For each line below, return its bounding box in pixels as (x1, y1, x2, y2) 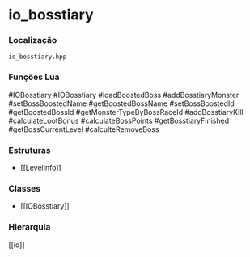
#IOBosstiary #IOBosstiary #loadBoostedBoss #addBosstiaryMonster (8, 90, 239, 99)
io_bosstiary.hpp (8, 53, 67, 61)
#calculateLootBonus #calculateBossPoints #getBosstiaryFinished (8, 116, 230, 125)
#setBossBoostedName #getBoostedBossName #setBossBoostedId (8, 99, 235, 108)
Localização (8, 35, 57, 46)
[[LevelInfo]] (19, 163, 62, 173)
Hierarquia (8, 221, 51, 233)
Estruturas (8, 144, 51, 155)
